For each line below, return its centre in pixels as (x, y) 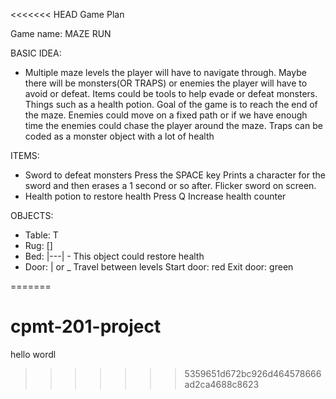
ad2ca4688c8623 (222, 384)
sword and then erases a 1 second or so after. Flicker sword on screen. (170, 185)
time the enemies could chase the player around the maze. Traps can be (173, 125)
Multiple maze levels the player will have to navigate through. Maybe (165, 72)
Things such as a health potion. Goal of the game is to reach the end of (171, 104)
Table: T (41, 235)
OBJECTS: (32, 215)
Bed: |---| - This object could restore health (114, 256)
